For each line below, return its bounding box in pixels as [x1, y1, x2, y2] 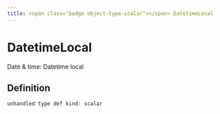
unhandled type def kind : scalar [7, 100, 103, 107]
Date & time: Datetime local [7, 62, 84, 71]
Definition [7, 82, 50, 93]
